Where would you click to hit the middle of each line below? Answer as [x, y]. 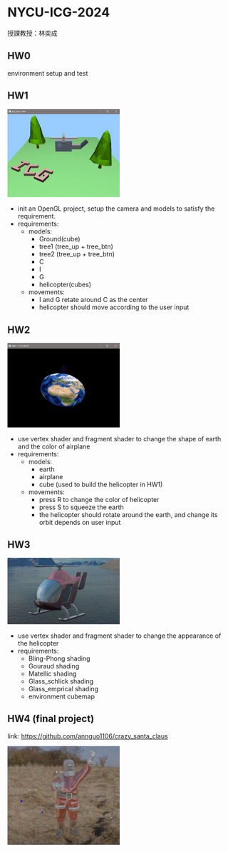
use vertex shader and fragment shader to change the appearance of [119, 636]
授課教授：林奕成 [32, 33]
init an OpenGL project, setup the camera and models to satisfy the [116, 209]
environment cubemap [61, 696]
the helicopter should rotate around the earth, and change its [128, 514]
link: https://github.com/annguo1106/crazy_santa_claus [88, 736]
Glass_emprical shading [63, 688]
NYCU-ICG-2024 [59, 12]
